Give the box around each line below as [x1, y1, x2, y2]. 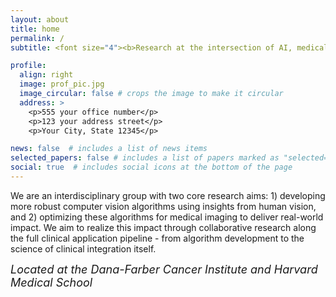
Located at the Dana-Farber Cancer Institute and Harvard [10, 262, 318, 276]
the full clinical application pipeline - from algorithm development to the [10, 232, 305, 244]
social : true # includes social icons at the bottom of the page [10, 162, 293, 173]
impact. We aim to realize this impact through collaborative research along [10, 221, 317, 233]
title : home [10, 24, 60, 34]
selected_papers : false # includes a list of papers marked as [10, 153, 280, 163]
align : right [19, 70, 74, 80]
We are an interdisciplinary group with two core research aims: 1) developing [10, 189, 326, 201]
